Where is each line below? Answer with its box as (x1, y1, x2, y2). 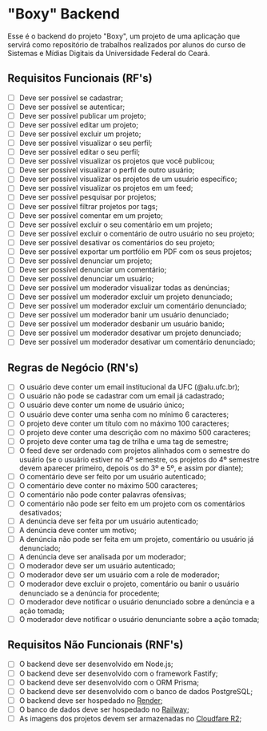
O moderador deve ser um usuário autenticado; (18, 561, 176, 571)
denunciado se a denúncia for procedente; (18, 588, 160, 598)
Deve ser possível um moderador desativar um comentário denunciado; (18, 337, 256, 347)
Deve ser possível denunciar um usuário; (18, 274, 154, 283)
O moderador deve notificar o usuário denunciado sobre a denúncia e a (18, 596, 255, 606)
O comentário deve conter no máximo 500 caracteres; (18, 480, 198, 490)
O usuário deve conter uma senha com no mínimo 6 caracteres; (18, 410, 229, 419)
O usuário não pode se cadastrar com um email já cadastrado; (18, 391, 225, 401)
